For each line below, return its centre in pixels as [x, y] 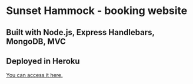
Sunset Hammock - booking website [97, 11]
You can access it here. [34, 75]
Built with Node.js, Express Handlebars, [80, 32]
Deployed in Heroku [43, 61]
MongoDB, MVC [36, 41]
